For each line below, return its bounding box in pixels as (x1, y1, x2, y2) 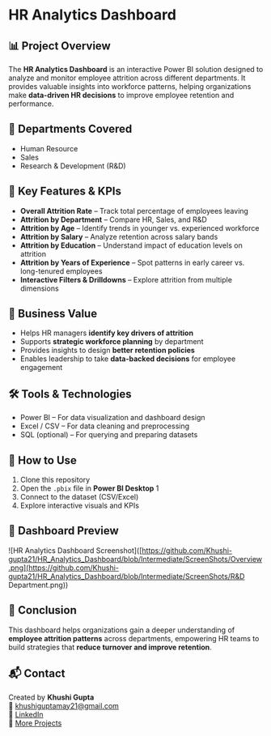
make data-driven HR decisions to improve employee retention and (8, 91, 235, 100)
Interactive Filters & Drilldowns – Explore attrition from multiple (19, 274, 233, 284)
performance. (8, 99, 54, 108)
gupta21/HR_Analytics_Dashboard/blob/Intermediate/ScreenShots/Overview (8, 554, 263, 564)
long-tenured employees (19, 266, 103, 276)
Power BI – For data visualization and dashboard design (19, 413, 205, 423)
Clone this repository (19, 475, 91, 485)
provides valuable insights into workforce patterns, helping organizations (8, 82, 252, 91)
